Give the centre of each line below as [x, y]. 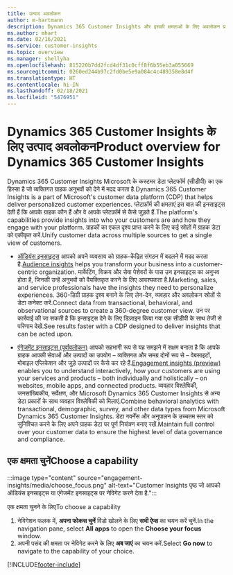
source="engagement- [110, 478]
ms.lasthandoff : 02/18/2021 [48, 91]
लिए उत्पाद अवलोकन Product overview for [114, 147]
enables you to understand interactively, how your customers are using [119, 370]
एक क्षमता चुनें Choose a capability [73, 461]
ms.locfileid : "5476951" [43, 98]
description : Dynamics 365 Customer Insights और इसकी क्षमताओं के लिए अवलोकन [114, 26]
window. [29, 535]
